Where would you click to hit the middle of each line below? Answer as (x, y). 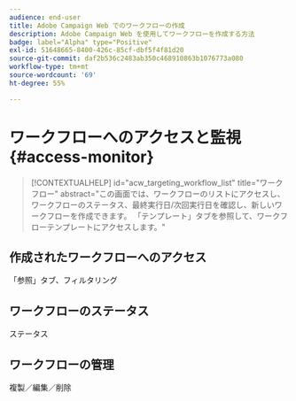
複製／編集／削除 (40, 387)
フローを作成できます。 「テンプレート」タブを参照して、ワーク (164, 216)
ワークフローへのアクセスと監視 (125, 137)
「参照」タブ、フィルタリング (63, 281)
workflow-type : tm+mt (49, 67)
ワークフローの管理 (62, 364)
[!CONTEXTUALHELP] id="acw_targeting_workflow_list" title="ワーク (157, 182)
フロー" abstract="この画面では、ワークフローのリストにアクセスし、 (158, 193)
